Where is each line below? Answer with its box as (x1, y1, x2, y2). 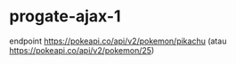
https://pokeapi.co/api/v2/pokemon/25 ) (9, 44, 155, 55)
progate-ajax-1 (9, 6, 122, 27)
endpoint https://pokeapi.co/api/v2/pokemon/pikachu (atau (9, 36, 227, 46)
